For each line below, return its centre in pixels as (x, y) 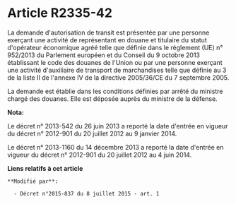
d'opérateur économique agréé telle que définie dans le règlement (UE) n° (115, 47)
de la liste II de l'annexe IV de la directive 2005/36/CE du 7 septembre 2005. (118, 77)
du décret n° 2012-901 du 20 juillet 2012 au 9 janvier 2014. (92, 133)
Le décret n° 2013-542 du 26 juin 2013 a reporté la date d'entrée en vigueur (118, 126)
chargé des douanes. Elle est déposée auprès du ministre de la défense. (112, 98)
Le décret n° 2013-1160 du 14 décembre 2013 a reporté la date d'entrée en (116, 147)
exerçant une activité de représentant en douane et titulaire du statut (107, 40)
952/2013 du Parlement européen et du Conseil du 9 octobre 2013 (104, 55)
